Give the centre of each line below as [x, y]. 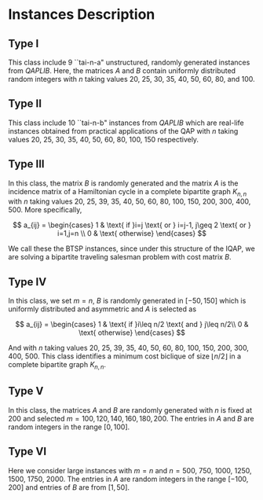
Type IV [27, 282]
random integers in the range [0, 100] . [69, 427]
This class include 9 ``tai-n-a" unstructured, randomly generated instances [129, 62]
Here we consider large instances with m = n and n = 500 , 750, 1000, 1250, [130, 470]
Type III [26, 164]
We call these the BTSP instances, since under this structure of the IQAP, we [131, 248]
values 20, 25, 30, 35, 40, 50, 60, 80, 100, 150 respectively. [103, 139]
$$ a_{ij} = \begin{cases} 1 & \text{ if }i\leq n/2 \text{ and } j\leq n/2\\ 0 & [132, 325]
